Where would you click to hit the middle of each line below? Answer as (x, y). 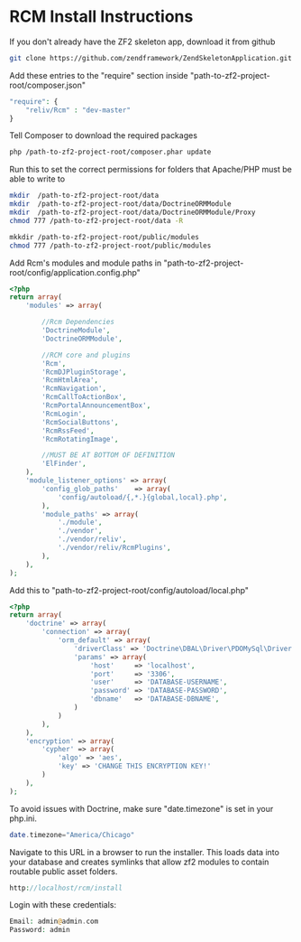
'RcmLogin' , (64, 414)
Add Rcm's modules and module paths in (86, 263)
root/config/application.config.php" (75, 272)
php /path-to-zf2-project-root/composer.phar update (110, 152)
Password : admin (40, 930)
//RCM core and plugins (86, 355)
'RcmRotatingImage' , (80, 439)
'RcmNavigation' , (74, 389)
